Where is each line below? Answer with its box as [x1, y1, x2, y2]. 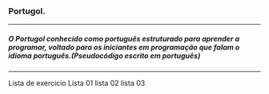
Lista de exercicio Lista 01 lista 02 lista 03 [8, 78, 146, 88]
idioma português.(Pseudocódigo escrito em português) [8, 50, 201, 61]
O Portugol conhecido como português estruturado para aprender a [8, 33, 240, 43]
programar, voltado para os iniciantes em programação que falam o [8, 42, 240, 52]
